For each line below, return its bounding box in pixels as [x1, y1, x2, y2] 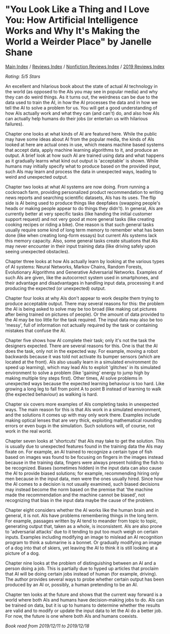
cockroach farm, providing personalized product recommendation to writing [5, 189, 163, 195]
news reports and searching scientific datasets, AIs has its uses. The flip [5, 194, 156, 201]
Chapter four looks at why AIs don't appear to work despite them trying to [5, 295, 159, 301]
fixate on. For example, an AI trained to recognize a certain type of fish [5, 448, 153, 455]
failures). [5, 121, 24, 127]
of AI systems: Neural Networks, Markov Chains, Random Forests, [5, 263, 143, 270]
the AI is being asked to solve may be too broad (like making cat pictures [5, 306, 157, 312]
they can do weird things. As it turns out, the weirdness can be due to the [5, 94, 158, 100]
